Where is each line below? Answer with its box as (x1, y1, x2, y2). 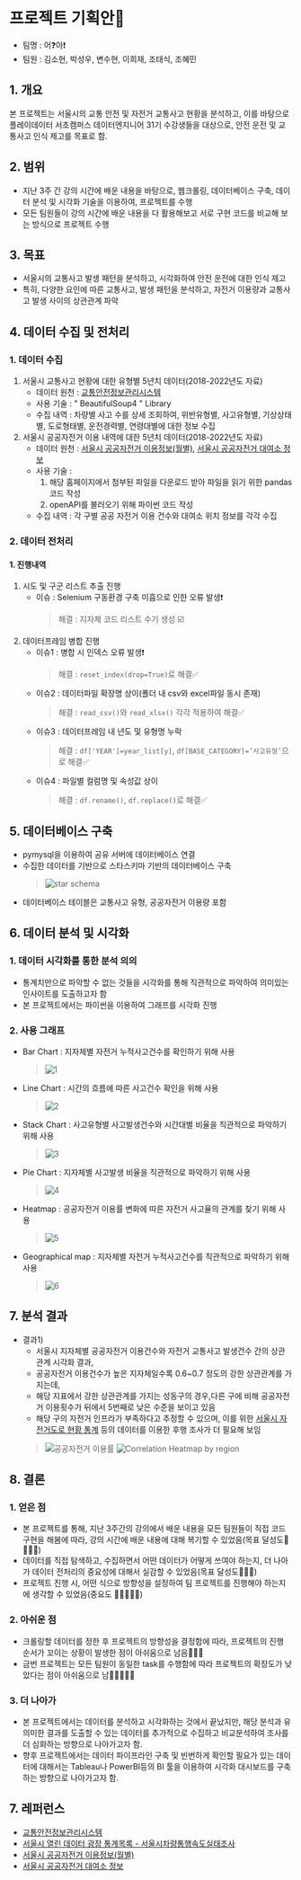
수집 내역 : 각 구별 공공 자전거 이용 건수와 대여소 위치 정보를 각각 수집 (35, 510, 278, 521)
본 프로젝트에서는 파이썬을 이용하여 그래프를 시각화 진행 (22, 999, 217, 1010)
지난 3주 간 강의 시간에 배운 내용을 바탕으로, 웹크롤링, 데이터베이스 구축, (22, 185, 274, 196)
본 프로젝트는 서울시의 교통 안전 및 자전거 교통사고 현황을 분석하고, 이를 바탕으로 (9, 108, 290, 119)
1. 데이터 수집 (9, 353, 64, 366)
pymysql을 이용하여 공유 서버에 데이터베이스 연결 (22, 849, 196, 859)
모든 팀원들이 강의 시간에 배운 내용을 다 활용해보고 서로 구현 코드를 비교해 (22, 208, 279, 218)
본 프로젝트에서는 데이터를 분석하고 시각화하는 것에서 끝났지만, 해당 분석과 (22, 1716, 282, 1727)
